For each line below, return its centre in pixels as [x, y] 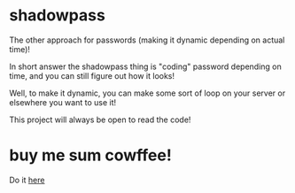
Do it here [27, 180]
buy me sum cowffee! [91, 155]
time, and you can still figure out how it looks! [92, 75]
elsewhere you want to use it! [63, 102]
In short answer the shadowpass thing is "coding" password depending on [145, 66]
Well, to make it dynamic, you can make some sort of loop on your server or [147, 93]
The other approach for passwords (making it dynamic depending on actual [147, 40]
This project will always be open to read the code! [100, 120]
